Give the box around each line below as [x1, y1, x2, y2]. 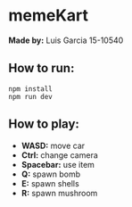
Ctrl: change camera [21, 149, 99, 161]
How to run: [8, 61, 75, 76]
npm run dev [8, 92, 53, 101]
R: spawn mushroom [21, 187, 98, 198]
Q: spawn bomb [21, 169, 81, 179]
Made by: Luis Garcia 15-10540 [8, 35, 124, 46]
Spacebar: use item [21, 159, 95, 170]
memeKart [8, 5, 89, 26]
